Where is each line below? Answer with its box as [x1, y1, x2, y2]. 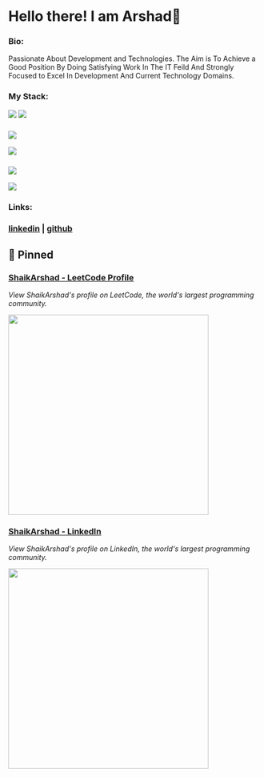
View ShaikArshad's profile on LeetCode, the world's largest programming [8, 290, 254, 300]
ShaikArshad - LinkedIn [8, 525, 102, 537]
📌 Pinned [8, 248, 54, 261]
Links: [8, 202, 33, 213]
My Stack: [8, 91, 49, 103]
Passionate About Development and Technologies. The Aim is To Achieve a [8, 54, 256, 63]
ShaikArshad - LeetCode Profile [8, 272, 134, 283]
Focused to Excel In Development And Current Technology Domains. [8, 71, 234, 81]
